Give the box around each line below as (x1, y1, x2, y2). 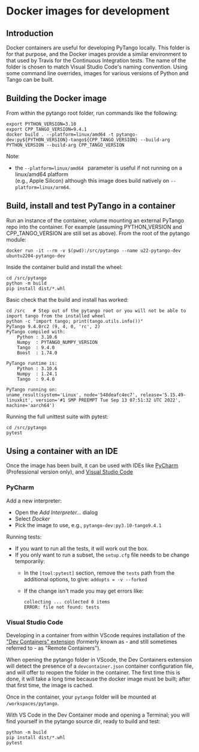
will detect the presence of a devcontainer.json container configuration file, (6, 662, 194, 670)
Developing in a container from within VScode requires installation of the (6, 632, 186, 639)
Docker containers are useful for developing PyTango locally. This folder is (6, 44, 191, 51)
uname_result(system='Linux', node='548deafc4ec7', (6, 392, 138, 398)
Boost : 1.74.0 (17, 350, 58, 356)
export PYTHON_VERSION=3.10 (6, 121, 77, 127)
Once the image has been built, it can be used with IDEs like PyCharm (6, 462, 179, 469)
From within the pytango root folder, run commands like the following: (6, 109, 178, 117)
